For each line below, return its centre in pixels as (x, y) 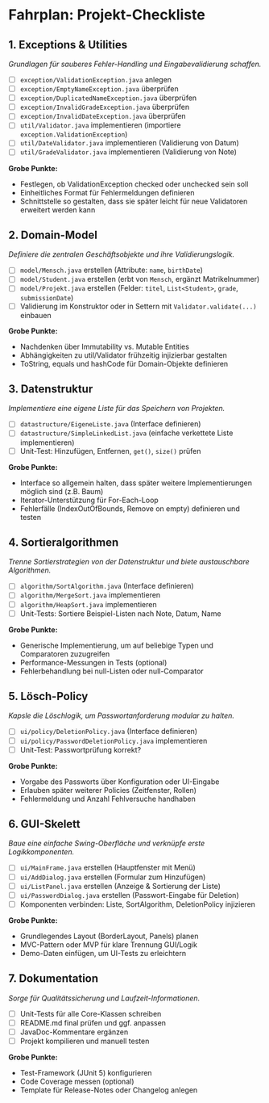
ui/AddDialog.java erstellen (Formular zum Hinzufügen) (113, 877)
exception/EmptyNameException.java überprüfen (99, 89)
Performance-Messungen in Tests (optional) (93, 662)
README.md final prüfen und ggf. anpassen (93, 1022)
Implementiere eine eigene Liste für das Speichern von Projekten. (117, 409)
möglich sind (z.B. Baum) (62, 491)
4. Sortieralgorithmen (64, 542)
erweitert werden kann (58, 210)
